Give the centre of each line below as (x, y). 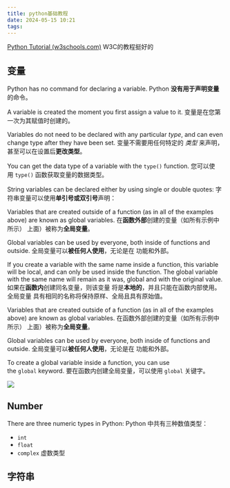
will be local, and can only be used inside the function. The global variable (113, 272)
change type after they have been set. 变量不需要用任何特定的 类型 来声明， (115, 143)
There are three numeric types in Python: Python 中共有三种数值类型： (108, 423)
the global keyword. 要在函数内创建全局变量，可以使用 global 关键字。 (108, 371)
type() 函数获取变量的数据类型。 (61, 175)
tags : (15, 26)
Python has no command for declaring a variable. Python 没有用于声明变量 (113, 89)
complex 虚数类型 (41, 453)
